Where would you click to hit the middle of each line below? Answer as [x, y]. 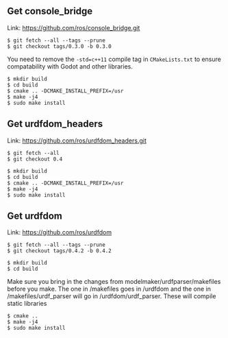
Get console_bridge [50, 11]
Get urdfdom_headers [55, 124]
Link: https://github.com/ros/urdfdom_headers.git [77, 141]
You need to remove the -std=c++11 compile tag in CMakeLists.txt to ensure [114, 59]
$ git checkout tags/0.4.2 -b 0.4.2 [59, 251]
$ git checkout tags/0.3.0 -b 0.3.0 [59, 46]
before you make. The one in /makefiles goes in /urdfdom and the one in [109, 289]
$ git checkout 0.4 [35, 159]
